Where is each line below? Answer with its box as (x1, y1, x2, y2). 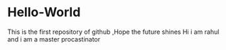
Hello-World (7, 4, 81, 20)
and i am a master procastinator (7, 35, 101, 43)
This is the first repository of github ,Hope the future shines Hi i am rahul (7, 27, 220, 36)
